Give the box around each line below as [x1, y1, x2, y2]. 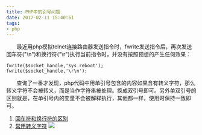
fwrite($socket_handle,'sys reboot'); [6, 63, 104, 69]
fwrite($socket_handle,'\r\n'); [6, 68, 87, 74]
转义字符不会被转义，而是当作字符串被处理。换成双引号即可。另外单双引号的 [6, 87, 197, 94]
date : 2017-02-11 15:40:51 [6, 15, 74, 21]
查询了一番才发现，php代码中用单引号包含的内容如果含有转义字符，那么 [16, 79, 195, 87]
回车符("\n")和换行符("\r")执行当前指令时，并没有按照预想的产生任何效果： [6, 51, 192, 58]
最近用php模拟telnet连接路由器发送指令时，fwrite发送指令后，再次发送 [16, 43, 192, 50]
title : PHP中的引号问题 [6, 8, 60, 15]
